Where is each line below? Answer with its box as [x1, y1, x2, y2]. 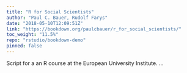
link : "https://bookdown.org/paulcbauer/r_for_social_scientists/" [6, 26, 182, 32]
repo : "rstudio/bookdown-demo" [6, 37, 86, 43]
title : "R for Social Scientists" [6, 9, 95, 15]
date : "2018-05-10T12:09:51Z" [6, 20, 84, 26]
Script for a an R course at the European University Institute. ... [6, 59, 164, 67]
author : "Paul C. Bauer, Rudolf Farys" [6, 15, 108, 21]
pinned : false [6, 43, 43, 49]
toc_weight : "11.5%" [6, 32, 59, 38]
